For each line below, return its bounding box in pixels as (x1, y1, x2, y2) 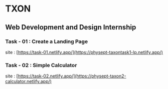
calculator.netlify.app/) (5, 78, 52, 84)
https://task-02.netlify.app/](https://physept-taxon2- (18, 73, 126, 79)
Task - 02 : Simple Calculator (5, 61, 77, 68)
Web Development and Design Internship (5, 23, 136, 31)
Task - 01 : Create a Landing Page (5, 38, 88, 45)
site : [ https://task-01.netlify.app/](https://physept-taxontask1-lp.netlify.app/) (5, 49, 163, 55)
